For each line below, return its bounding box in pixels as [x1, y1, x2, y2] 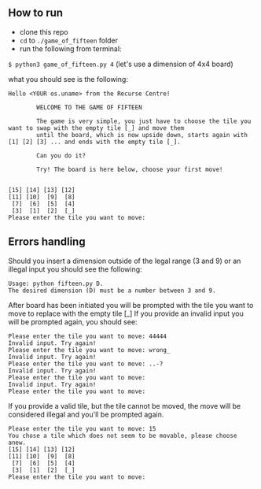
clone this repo [19, 27, 68, 36]
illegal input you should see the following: [8, 264, 143, 274]
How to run [8, 6, 64, 20]
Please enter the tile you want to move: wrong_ [8, 346, 171, 354]
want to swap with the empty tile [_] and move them [8, 124, 185, 132]
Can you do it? [36, 151, 86, 160]
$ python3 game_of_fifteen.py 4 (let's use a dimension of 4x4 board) [8, 59, 233, 69]
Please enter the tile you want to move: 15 [8, 424, 156, 432]
